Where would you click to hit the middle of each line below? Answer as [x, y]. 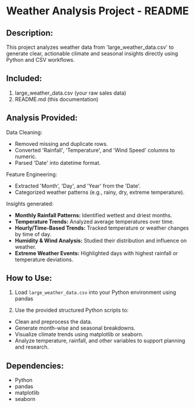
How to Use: [29, 278]
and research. [32, 347]
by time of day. [33, 234]
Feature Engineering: [32, 174]
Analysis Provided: [42, 118]
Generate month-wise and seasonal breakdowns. [75, 328]
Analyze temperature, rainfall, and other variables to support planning [100, 341]
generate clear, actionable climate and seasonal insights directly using [92, 54]
